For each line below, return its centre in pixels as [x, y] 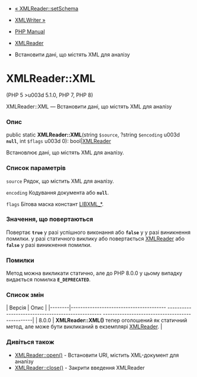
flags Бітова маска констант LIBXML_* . [55, 204]
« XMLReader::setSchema [46, 9]
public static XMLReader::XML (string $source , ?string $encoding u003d [93, 135]
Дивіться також [30, 342]
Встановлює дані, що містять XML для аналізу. [65, 153]
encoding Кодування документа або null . [58, 192]
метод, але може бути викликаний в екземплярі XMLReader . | [84, 327]
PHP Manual [30, 31]
